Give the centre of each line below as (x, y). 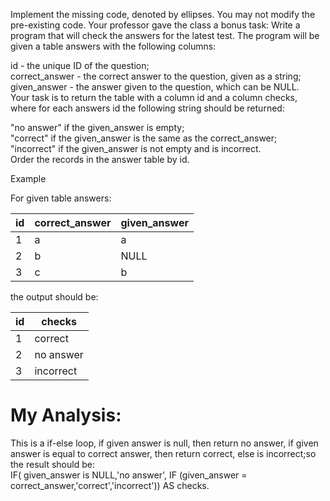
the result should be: (52, 464)
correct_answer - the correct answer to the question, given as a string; (156, 76)
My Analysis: (66, 415)
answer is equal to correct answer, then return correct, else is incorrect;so (163, 453)
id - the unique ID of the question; (80, 65)
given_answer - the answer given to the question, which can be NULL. (155, 87)
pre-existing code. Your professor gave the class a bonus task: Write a (155, 25)
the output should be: (54, 297)
